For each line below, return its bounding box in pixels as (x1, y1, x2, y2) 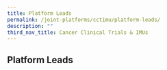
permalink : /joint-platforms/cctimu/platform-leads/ (7, 16, 161, 23)
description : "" (7, 22, 53, 29)
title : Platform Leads (7, 10, 72, 17)
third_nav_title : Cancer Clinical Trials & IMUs (7, 29, 149, 36)
